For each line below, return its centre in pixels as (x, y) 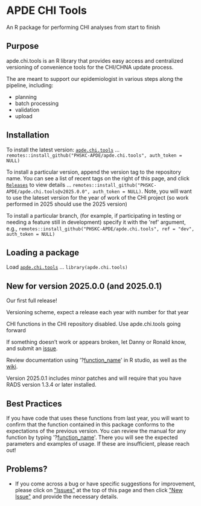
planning (26, 96)
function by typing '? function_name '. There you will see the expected (92, 437)
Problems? (27, 469)
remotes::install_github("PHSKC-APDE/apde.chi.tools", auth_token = (94, 155)
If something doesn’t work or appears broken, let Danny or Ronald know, (96, 342)
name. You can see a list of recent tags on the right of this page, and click (98, 178)
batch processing (37, 103)
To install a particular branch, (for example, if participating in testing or (94, 215)
